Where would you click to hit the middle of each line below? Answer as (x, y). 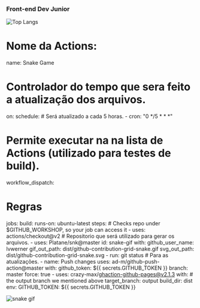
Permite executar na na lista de (85, 141)
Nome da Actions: (52, 46)
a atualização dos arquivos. (76, 100)
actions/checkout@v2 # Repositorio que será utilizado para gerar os (90, 236)
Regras (24, 207)
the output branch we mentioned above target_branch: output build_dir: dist (99, 281)
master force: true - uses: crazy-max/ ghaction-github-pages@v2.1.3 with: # (100, 274)
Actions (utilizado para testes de (89, 153)
